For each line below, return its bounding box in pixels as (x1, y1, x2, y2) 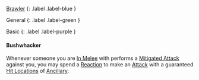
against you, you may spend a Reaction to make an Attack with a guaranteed (6, 61, 194, 68)
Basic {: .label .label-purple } (6, 28, 76, 35)
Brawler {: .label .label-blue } (6, 5, 76, 12)
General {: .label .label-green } (6, 17, 80, 23)
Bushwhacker (6, 41, 42, 49)
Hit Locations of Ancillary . (6, 68, 70, 75)
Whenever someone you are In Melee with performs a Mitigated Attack (6, 55, 179, 62)
